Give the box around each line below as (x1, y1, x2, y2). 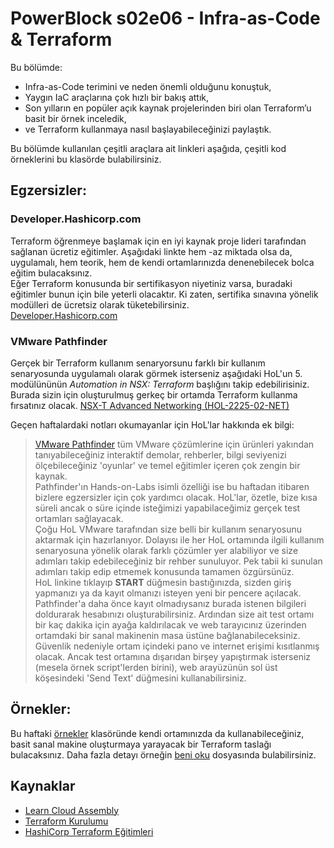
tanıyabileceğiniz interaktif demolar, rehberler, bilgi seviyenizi (34, 448, 287, 461)
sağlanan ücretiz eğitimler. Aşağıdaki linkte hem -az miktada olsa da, (10, 245, 293, 257)
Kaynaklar (10, 778, 76, 795)
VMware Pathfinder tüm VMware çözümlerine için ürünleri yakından (34, 438, 315, 450)
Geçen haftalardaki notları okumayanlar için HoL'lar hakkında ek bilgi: (10, 418, 295, 431)
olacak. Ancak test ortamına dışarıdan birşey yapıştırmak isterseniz (34, 650, 312, 662)
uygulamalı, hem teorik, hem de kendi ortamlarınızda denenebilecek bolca (10, 256, 315, 268)
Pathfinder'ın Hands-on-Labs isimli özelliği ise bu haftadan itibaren (34, 480, 310, 492)
